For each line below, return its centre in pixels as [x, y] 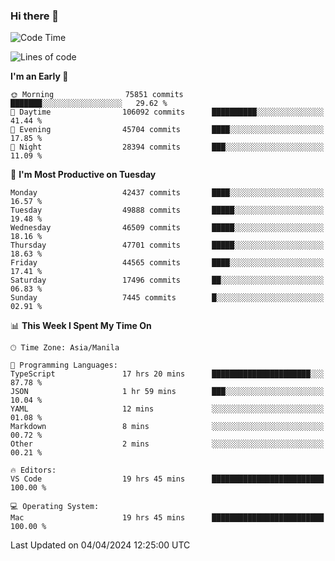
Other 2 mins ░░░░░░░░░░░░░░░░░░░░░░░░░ [167, 444]
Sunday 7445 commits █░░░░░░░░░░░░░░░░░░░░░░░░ [167, 298]
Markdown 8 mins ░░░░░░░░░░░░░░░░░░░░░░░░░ [167, 427]
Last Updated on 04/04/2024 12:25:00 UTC [100, 545]
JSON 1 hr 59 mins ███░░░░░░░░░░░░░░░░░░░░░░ [167, 392]
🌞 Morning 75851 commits [97, 95]
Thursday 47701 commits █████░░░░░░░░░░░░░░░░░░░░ [167, 245]
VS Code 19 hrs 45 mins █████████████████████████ [167, 479]
